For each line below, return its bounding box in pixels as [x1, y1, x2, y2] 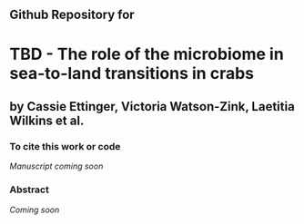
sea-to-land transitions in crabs [9, 63, 255, 83]
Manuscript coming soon [9, 161, 104, 171]
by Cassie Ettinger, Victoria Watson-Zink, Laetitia [9, 99, 296, 114]
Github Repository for [9, 7, 135, 23]
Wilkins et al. [9, 112, 85, 128]
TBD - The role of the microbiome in [9, 44, 284, 64]
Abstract [9, 183, 50, 196]
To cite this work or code [9, 140, 121, 152]
